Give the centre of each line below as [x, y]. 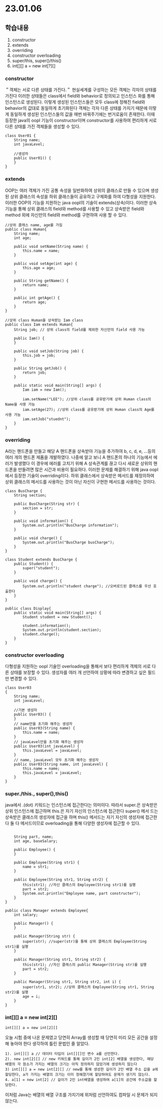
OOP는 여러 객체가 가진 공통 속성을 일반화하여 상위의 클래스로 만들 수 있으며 [77, 190]
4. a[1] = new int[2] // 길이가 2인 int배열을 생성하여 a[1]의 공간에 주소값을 [78, 1080]
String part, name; [34, 837]
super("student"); [41, 568]
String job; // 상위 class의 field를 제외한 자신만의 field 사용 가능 [79, 330]
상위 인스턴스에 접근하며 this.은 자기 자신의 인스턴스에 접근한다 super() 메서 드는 [82, 811]
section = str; [38, 508]
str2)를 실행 [17, 992]
